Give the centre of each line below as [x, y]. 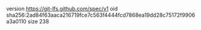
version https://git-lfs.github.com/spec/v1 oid [62, 9]
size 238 [38, 21]
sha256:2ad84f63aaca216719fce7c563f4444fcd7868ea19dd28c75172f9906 [101, 15]
